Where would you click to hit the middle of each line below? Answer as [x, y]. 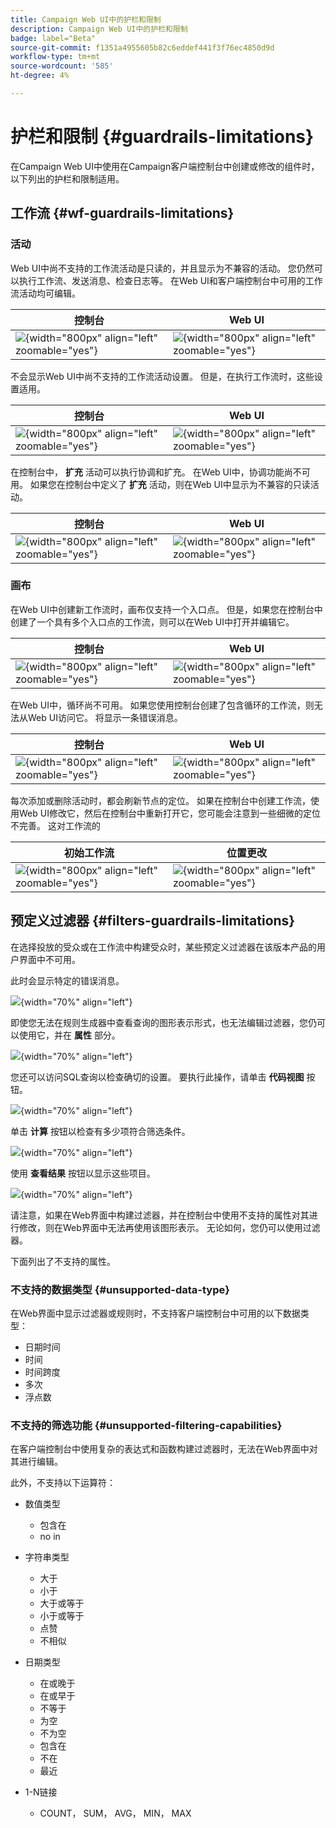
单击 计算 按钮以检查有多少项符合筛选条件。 [100, 1131]
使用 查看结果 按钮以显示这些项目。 [83, 1173]
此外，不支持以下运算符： [63, 1483]
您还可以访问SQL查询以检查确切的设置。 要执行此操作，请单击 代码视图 [157, 1077]
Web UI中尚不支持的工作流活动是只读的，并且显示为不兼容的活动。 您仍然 [162, 268]
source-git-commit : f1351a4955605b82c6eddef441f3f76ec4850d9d [142, 47]
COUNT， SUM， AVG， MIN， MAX [115, 1813]
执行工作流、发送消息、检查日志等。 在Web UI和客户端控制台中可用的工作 [170, 280]
